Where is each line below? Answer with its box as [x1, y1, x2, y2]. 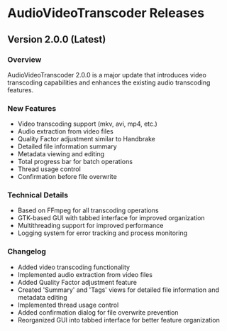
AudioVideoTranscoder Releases [7, 5, 204, 21]
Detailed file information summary [17, 142, 117, 151]
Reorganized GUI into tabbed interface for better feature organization [17, 315, 220, 324]
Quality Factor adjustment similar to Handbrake [17, 135, 156, 143]
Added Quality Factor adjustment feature [17, 278, 137, 286]
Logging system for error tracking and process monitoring [17, 229, 188, 237]
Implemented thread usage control [17, 300, 119, 309]
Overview [7, 55, 42, 65]
